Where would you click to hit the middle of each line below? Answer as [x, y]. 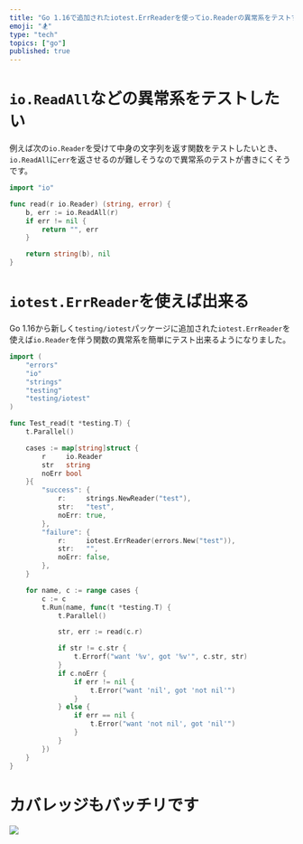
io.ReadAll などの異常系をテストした [145, 99]
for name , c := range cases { [83, 590]
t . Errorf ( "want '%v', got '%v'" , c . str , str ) [161, 657]
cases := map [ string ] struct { [83, 448]
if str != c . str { [92, 648]
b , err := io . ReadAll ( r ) [72, 212]
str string [66, 465]
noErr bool [62, 474]
